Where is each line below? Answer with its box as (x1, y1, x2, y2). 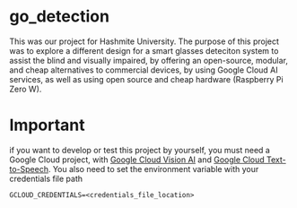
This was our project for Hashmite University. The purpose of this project (9, 36, 280, 47)
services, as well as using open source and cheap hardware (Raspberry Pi (9, 74, 284, 84)
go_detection (9, 6, 110, 27)
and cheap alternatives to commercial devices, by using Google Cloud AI (9, 65, 278, 75)
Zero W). (9, 83, 42, 94)
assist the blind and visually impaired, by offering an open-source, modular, (9, 55, 289, 65)
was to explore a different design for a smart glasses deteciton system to (9, 45, 279, 56)
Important (9, 115, 85, 135)
